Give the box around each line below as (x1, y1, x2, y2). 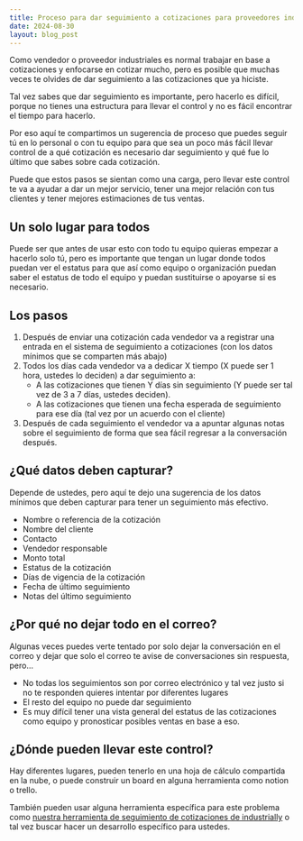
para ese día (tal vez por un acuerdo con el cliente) (35, 408, 225, 419)
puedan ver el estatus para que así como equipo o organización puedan (9, 262, 277, 273)
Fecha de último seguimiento (22, 580, 131, 591)
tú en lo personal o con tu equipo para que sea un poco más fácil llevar (9, 137, 273, 149)
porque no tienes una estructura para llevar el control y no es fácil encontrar (9, 101, 293, 112)
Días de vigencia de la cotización (22, 571, 146, 582)
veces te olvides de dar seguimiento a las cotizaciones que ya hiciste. (9, 74, 269, 85)
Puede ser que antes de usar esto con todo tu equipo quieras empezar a (9, 243, 279, 254)
